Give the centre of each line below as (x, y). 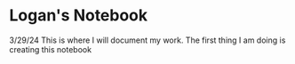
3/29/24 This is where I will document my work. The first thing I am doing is (147, 40)
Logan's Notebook (79, 16)
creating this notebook (50, 49)
